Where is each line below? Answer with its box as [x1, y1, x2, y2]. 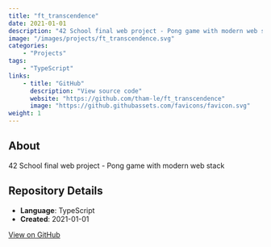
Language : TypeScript [19, 205, 95, 215]
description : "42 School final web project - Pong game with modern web [8, 27, 258, 35]
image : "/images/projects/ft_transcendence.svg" [8, 34, 175, 43]
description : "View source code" [29, 86, 143, 95]
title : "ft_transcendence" [8, 11, 99, 20]
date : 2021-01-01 [8, 19, 67, 27]
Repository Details [8, 184, 103, 198]
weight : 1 [8, 110, 42, 118]
